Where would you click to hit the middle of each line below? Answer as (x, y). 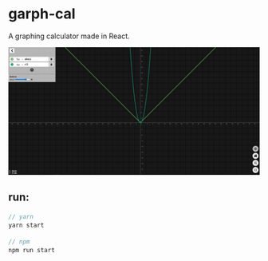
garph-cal (42, 14)
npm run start (32, 251)
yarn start (26, 225)
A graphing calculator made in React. (69, 36)
